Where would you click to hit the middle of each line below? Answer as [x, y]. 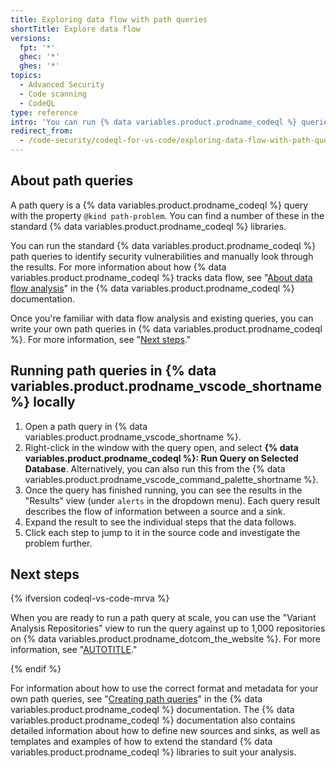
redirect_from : [42, 131]
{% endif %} [36, 669]
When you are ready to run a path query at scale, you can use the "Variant [163, 618]
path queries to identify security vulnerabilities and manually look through [162, 256]
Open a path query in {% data [86, 426]
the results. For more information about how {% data [118, 267]
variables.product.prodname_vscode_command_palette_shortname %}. [171, 479]
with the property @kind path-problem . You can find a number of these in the [167, 215]
